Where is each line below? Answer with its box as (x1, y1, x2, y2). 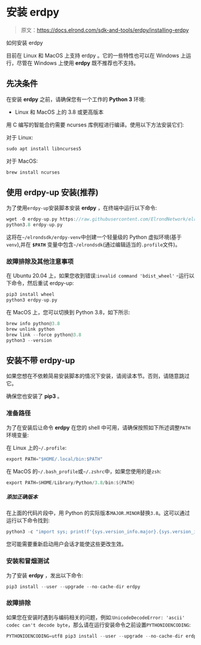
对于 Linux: (6, 134, 33, 141)
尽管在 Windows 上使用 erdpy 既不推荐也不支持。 (16, 59, 139, 66)
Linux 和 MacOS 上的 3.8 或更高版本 (14, 108, 103, 116)
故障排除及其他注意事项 (6, 257, 74, 265)
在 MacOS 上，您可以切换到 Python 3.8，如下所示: (6, 309, 130, 316)
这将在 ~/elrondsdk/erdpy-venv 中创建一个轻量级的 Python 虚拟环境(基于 (6, 234, 182, 241)
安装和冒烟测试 (6, 557, 50, 565)
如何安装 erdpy (6, 39, 43, 46)
